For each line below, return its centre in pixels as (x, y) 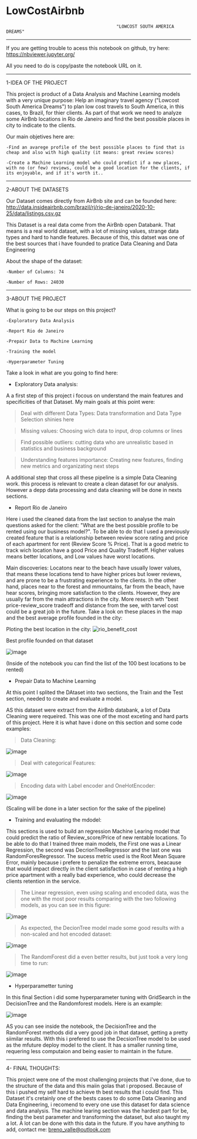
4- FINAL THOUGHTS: (33, 1068)
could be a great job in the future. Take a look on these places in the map (94, 611)
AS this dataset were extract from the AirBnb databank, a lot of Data (88, 710)
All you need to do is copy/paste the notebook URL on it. (74, 65)
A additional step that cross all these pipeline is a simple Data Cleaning (91, 477)
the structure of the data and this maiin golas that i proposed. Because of (94, 1086)
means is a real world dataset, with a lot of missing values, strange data (92, 231)
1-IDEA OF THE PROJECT (37, 82)
